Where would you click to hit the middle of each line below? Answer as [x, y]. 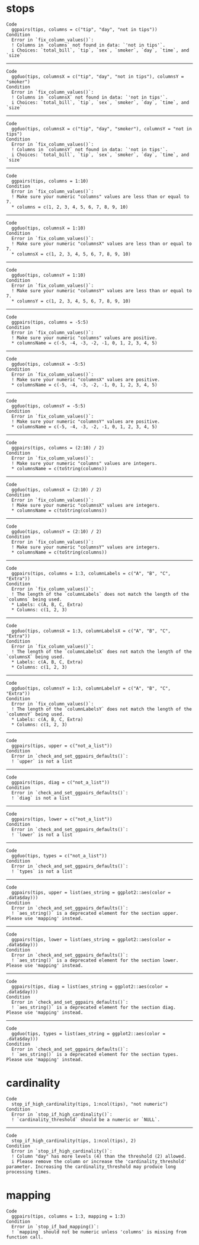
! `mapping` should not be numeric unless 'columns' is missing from [99, 1232]
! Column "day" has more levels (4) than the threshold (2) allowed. [99, 1156]
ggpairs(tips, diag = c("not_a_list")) [61, 782]
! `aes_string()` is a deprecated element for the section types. [95, 1054]
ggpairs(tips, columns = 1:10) [50, 181]
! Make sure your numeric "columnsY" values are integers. [86, 547]
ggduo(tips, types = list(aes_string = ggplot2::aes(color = [89, 1033]
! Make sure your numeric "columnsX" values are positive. [86, 379]
